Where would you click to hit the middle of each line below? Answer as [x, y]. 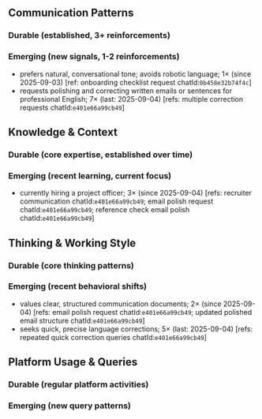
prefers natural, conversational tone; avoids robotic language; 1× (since [135, 73]
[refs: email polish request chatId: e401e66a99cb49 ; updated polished [142, 312]
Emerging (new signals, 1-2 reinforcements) [94, 57]
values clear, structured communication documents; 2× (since [121, 304]
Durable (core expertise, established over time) [101, 155]
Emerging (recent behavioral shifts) [78, 286]
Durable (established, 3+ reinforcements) [90, 36]
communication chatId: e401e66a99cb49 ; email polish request [116, 201]
